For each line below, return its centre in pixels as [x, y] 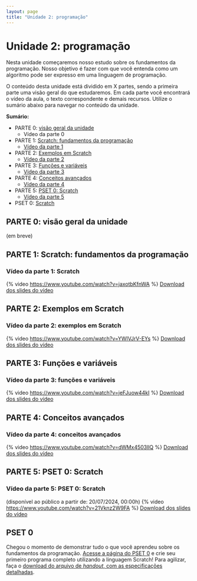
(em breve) [19, 236]
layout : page [22, 11]
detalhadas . [20, 572]
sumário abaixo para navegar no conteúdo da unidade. [73, 105]
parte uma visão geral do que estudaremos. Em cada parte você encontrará [98, 93]
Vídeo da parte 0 [44, 134]
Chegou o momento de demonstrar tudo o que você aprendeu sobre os [93, 547]
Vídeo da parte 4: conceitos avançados [63, 434]
